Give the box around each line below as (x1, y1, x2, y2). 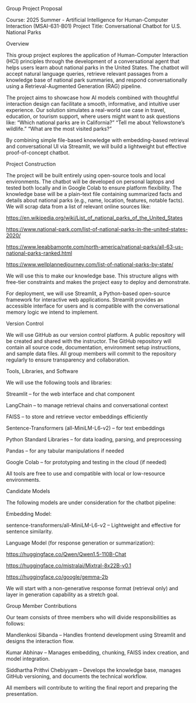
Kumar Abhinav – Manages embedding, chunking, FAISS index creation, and (6, 649, 189, 656)
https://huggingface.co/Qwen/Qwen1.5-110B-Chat (6, 551, 127, 557)
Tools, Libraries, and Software (6, 368, 78, 374)
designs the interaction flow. (6, 638, 74, 644)
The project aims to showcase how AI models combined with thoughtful (6, 94, 179, 101)
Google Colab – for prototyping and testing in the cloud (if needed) (6, 459, 167, 465)
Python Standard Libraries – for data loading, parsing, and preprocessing (6, 436, 182, 442)
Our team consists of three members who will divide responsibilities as (6, 614, 177, 621)
